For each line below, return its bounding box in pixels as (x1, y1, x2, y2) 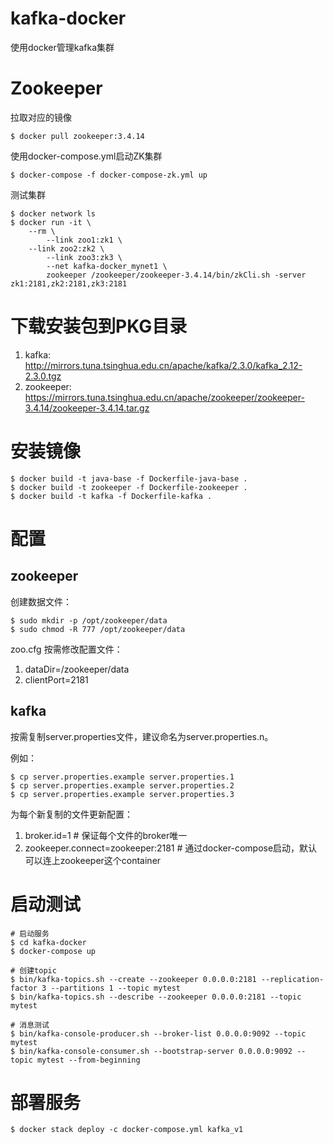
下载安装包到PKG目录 (10, 315, 188, 338)
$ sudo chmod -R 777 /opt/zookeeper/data (10, 624, 186, 634)
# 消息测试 (10, 1020, 50, 1030)
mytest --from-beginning (36, 1055, 141, 1065)
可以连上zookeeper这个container (24, 854, 162, 866)
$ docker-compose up (10, 946, 97, 956)
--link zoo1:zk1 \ (46, 235, 123, 245)
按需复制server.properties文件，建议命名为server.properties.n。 (10, 730, 274, 742)
